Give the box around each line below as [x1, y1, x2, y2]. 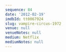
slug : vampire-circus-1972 [5, 21, 61, 26]
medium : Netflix [5, 35, 39, 40]
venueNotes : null [5, 30, 41, 35]
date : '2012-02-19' [5, 12, 46, 17]
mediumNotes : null [5, 40, 43, 45]
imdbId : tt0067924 [5, 16, 43, 21]
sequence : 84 [5, 7, 32, 12]
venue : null [5, 26, 30, 31]
